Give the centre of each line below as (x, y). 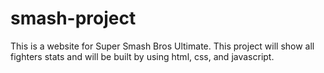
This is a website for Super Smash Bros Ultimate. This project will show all (162, 46)
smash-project (73, 18)
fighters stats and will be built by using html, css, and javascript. (142, 56)
